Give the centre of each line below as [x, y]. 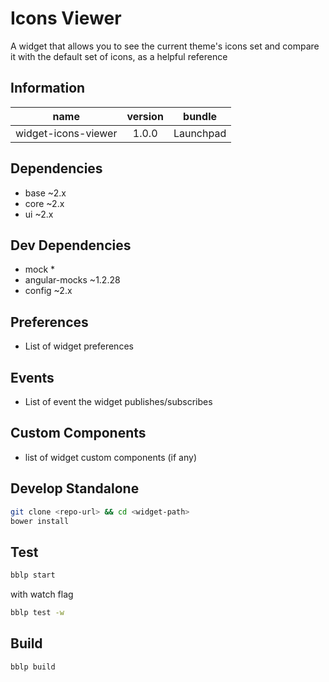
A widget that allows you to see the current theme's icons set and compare [165, 46]
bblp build [33, 667]
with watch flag [42, 594]
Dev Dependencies [71, 245]
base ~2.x [45, 193]
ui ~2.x [39, 214]
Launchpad [200, 133]
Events [32, 377]
